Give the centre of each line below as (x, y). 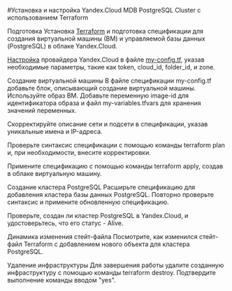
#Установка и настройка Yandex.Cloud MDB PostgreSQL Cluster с (104, 10)
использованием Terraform (48, 18)
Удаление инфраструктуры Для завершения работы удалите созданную (116, 265)
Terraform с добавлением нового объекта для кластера (107, 244)
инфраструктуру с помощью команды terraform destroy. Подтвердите (112, 272)
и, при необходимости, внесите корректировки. (79, 153)
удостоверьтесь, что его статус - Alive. (65, 223)
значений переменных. (42, 110)
